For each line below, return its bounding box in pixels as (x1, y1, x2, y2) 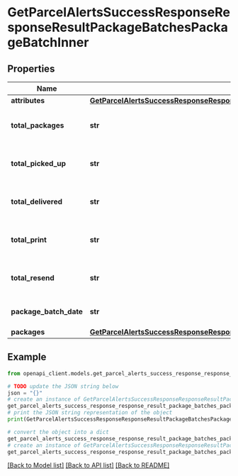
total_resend (11, 273, 55, 282)
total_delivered (11, 197, 62, 206)
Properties (7, 62, 55, 74)
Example (7, 351, 47, 363)
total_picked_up (11, 159, 66, 168)
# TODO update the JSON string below (7, 382, 119, 390)
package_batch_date (11, 306, 84, 316)
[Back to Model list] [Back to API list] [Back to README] (7, 461, 170, 470)
